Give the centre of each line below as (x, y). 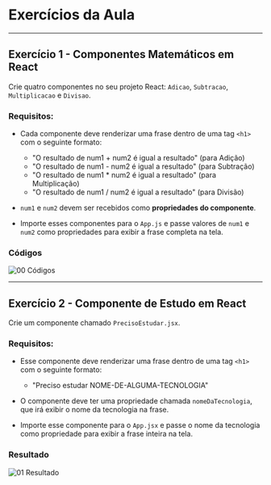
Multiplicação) (56, 184)
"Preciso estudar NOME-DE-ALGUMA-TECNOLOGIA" (120, 386)
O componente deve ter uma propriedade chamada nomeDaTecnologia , (136, 401)
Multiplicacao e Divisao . (50, 95)
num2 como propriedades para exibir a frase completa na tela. (121, 232)
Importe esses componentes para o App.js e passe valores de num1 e (135, 224)
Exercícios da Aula (72, 15)
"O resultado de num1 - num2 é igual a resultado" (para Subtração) (144, 166)
